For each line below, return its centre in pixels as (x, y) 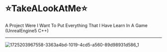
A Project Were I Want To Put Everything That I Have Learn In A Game (76, 25)
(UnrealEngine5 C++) (27, 30)
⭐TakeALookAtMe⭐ (46, 9)
